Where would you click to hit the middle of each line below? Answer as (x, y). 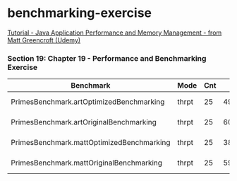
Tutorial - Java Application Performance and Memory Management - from (115, 33)
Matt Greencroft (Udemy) (44, 40)
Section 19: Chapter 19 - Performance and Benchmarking (107, 58)
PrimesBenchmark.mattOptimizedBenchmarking (91, 143)
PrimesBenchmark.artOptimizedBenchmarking (88, 102)
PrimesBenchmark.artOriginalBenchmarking (84, 122)
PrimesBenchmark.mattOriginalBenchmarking (87, 163)
